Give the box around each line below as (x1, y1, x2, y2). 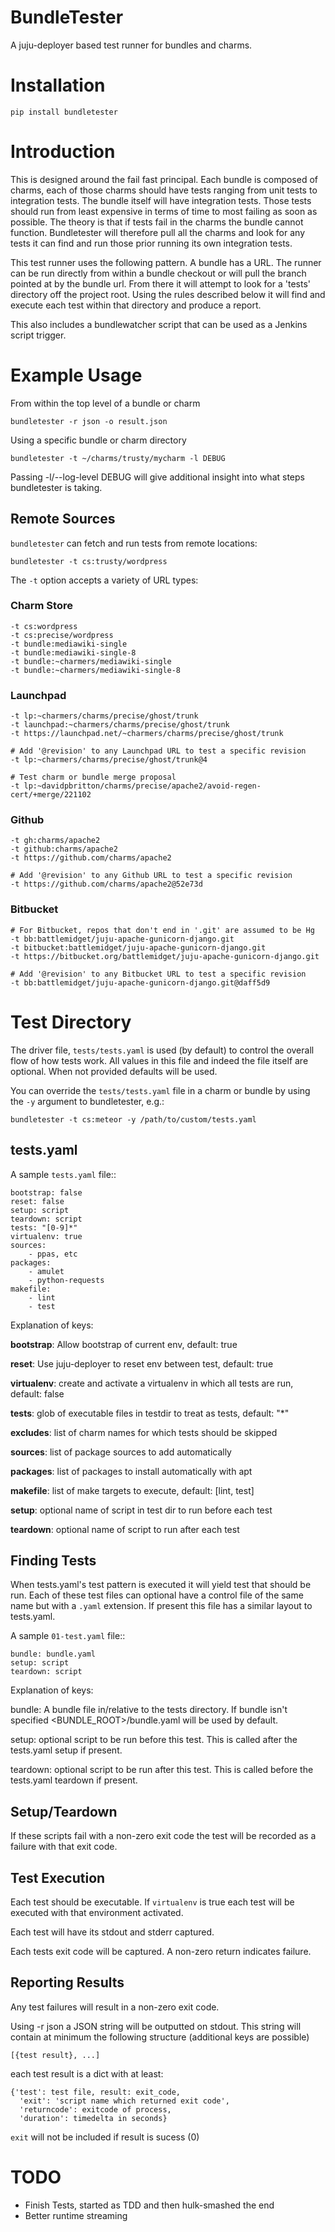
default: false (10, 1387, 65, 1400)
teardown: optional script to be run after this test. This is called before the (10, 1764, 314, 1776)
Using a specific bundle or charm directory (10, 434, 187, 446)
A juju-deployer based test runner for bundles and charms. (10, 39, 253, 51)
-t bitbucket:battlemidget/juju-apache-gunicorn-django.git (10, 942, 267, 953)
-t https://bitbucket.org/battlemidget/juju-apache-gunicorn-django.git (10, 951, 320, 961)
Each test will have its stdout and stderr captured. (10, 1926, 215, 1938)
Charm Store (10, 599, 73, 613)
